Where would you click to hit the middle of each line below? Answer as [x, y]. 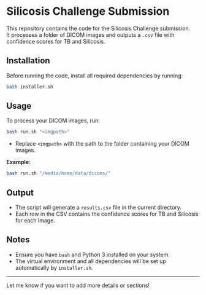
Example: [19, 162]
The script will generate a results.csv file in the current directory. [98, 207]
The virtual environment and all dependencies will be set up [91, 261]
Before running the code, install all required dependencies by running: [95, 76]
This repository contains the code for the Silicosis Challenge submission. [98, 28]
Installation [28, 61]
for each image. [35, 220]
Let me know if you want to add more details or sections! [78, 285]
